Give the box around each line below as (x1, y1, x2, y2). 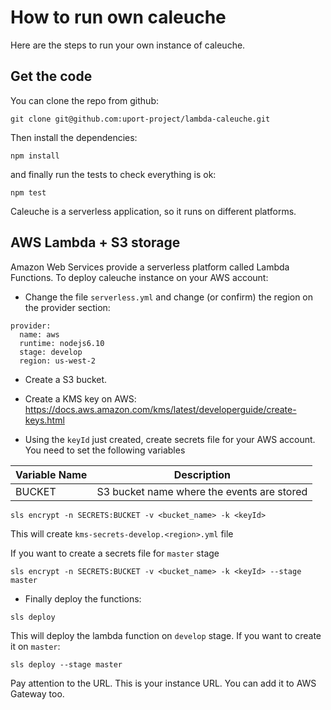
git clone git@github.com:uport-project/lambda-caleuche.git (10, 114, 271, 124)
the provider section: (24, 301, 111, 313)
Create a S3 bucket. (24, 373, 108, 385)
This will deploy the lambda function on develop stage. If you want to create (10, 629, 322, 641)
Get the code (10, 68, 93, 85)
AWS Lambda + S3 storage (10, 234, 181, 251)
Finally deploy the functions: (24, 592, 142, 605)
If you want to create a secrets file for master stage (10, 547, 220, 559)
